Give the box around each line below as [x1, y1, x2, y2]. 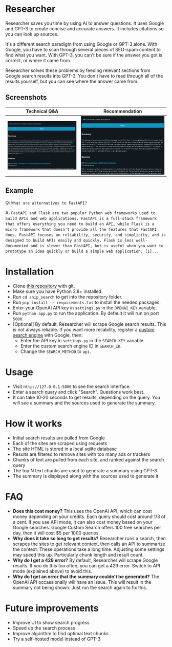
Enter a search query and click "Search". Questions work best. [12, 389, 145, 395]
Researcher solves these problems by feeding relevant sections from [5, 67, 151, 73]
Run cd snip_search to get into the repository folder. [12, 294, 123, 300]
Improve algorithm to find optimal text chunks [12, 630, 109, 636]
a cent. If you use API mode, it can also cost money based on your [12, 519, 153, 525]
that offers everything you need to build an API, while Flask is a [5, 221, 155, 227]
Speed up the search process [12, 625, 75, 631]
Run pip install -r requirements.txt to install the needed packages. [12, 299, 161, 306]
